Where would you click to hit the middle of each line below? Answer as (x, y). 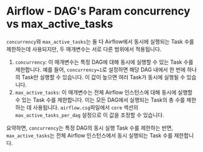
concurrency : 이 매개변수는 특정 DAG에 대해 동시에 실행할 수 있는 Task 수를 (104, 62)
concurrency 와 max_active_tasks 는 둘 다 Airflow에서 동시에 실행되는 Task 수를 (100, 41)
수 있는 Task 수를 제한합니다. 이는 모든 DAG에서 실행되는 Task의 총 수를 (100, 100)
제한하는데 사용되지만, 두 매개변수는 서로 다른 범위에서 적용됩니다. (84, 49)
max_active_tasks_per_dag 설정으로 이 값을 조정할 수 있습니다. (90, 115)
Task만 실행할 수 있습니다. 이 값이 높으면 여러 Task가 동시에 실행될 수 (103, 77)
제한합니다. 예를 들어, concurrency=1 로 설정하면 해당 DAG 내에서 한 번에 (100, 69)
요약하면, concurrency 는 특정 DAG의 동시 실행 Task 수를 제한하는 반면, (90, 128)
